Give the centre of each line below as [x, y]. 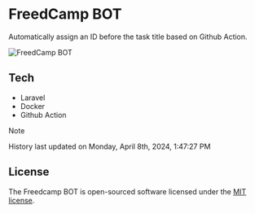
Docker [33, 106]
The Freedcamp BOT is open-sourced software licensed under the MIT [127, 191]
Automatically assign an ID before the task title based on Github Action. [128, 37]
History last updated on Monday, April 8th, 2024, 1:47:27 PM [110, 146]
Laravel [33, 98]
